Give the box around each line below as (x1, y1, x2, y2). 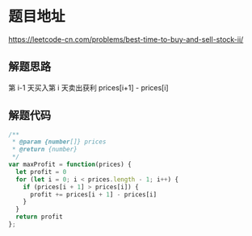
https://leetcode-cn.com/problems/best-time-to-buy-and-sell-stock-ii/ (8, 34, 244, 44)
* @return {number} (11, 146, 78, 154)
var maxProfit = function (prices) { (8, 160, 132, 169)
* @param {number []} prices (11, 138, 107, 146)
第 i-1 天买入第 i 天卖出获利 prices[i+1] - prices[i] (8, 82, 169, 93)
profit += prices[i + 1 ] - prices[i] (29, 190, 157, 198)
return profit (15, 213, 63, 222)
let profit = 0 (15, 168, 67, 176)
